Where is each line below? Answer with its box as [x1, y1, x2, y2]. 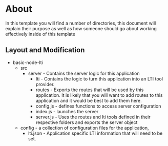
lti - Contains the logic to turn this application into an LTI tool [35, 75, 163, 82]
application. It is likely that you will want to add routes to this [35, 92, 163, 98]
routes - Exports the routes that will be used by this [35, 87, 144, 93]
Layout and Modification [5, 46, 85, 54]
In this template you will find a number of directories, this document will [5, 20, 156, 26]
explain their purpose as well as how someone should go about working [5, 25, 157, 31]
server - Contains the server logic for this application [28, 70, 140, 76]
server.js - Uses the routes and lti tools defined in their [35, 114, 151, 120]
